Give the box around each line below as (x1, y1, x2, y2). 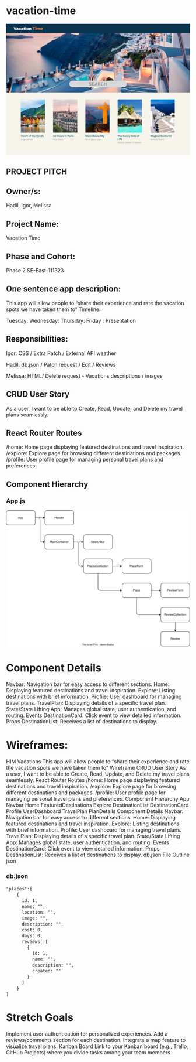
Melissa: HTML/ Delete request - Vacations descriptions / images (6, 372, 163, 379)
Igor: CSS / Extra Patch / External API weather (6, 350, 117, 357)
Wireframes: (6, 739, 68, 752)
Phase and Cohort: (6, 251, 76, 261)
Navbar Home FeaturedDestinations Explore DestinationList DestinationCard (6, 801, 189, 808)
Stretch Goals (6, 1011, 74, 1025)
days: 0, (21, 933, 43, 939)
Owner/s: (6, 186, 41, 197)
